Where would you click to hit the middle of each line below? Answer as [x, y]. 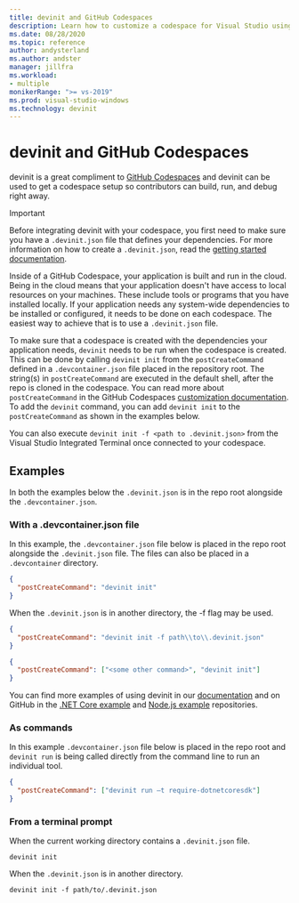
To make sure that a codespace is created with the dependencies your [138, 341]
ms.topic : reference [48, 42]
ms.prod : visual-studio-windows [69, 100]
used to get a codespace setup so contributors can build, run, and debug [143, 187]
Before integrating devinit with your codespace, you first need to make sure [148, 230]
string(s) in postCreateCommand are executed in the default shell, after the [141, 378]
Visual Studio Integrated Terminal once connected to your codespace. [137, 443]
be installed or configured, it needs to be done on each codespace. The [141, 314]
